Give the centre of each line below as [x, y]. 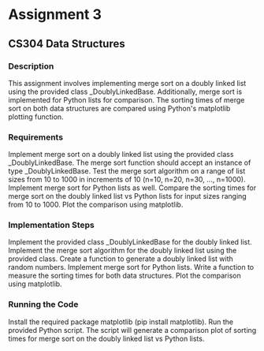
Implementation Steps [51, 225]
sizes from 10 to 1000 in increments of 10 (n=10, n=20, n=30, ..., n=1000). [127, 180]
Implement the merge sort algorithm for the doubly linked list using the [123, 251]
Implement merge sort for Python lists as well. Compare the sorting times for [132, 188]
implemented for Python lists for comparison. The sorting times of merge [126, 99]
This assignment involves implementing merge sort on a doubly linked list [127, 83]
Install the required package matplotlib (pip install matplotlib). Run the [121, 322]
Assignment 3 [55, 15]
